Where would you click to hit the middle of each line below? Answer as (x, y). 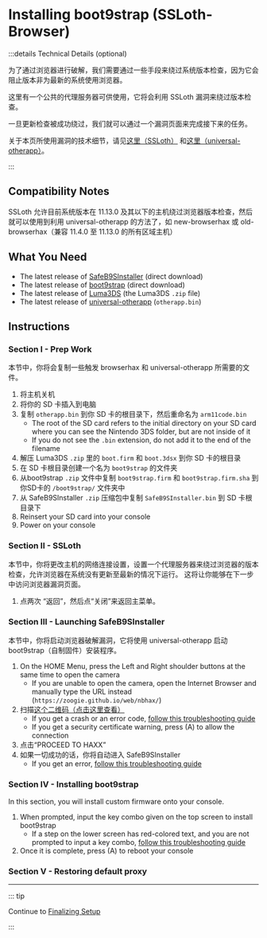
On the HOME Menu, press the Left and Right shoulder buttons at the (133, 666)
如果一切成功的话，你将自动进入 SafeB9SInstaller (100, 754)
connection (50, 735)
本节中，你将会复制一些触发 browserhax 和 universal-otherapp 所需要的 (126, 368)
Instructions (39, 327)
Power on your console (58, 525)
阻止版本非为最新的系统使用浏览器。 (68, 80)
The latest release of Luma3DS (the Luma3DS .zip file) (110, 293)
